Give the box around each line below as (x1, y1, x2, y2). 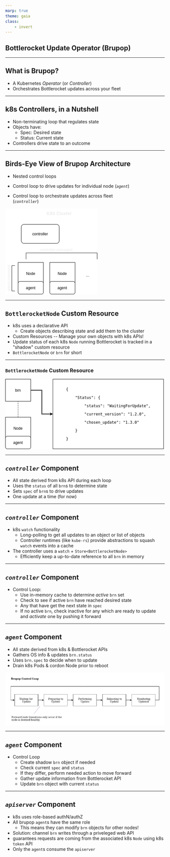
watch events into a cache (20, 543, 74, 549)
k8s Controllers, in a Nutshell (5, 105, 99, 114)
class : (5, 19, 19, 24)
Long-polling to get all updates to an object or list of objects (20, 532, 145, 538)
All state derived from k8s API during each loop (12, 477, 111, 484)
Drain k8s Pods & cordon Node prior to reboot (12, 662, 109, 668)
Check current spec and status (20, 765, 84, 771)
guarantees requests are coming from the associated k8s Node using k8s (12, 835, 164, 841)
